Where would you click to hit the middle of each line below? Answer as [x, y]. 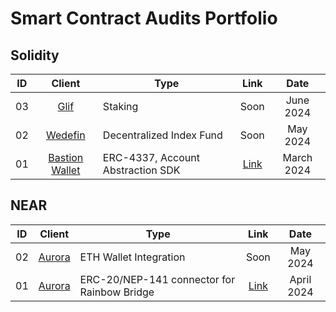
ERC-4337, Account [151, 157]
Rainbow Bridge [117, 292]
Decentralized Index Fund [162, 135]
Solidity [35, 55]
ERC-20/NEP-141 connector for [157, 279]
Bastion [66, 157]
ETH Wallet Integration [132, 257]
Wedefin [65, 135]
